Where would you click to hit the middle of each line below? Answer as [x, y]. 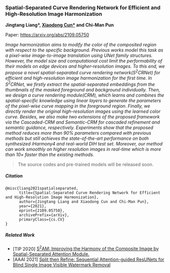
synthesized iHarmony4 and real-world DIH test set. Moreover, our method [84, 143]
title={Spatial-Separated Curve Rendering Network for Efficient [89, 193]
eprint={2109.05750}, [42, 210]
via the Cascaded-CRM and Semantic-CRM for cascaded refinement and [83, 122]
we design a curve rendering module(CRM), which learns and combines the [85, 95]
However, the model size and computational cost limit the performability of [84, 61]
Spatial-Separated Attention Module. [51, 254]
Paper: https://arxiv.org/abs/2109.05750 [47, 35]
